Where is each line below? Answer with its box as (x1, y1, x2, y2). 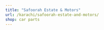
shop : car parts (5, 17, 40, 22)
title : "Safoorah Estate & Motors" (5, 7, 81, 13)
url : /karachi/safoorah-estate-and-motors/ (5, 12, 99, 17)
